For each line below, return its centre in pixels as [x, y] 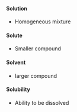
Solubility [18, 89]
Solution [17, 8]
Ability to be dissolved [42, 102]
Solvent [16, 62]
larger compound [36, 75]
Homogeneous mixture [43, 22]
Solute [14, 35]
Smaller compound [38, 49]
